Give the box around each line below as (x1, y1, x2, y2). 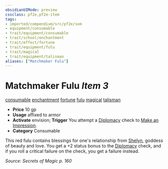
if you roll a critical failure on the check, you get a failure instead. (5, 148, 139, 154)
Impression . (12, 122, 37, 128)
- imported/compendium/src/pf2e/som (5, 21, 82, 27)
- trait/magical (5, 49, 39, 54)
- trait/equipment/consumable (5, 31, 69, 36)
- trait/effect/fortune (5, 40, 55, 45)
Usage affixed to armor (12, 112, 61, 118)
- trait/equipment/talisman (5, 54, 64, 59)
